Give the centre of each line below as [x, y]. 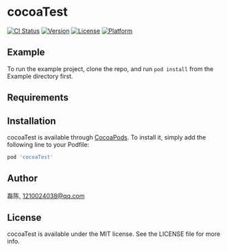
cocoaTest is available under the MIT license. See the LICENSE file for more [114, 234]
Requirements [38, 97]
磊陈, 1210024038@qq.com [46, 196]
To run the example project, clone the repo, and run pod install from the [110, 68]
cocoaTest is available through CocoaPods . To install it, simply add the [107, 137]
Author [22, 179]
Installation [32, 121]
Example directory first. [40, 76]
